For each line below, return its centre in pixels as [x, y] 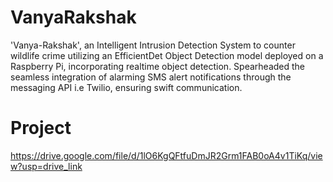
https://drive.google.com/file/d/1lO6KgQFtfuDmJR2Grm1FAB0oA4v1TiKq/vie [166, 155]
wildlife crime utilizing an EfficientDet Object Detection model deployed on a [167, 55]
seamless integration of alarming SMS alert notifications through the [151, 77]
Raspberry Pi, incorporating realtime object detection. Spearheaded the [158, 66]
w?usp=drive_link [46, 166]
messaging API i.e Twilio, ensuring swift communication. [126, 87]
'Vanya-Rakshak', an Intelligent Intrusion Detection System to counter [153, 45]
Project [41, 128]
